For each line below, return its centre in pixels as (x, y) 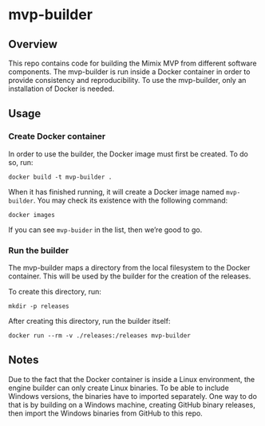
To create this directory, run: (55, 291)
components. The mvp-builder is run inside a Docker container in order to (129, 72)
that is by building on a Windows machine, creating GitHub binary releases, (132, 404)
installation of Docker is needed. (61, 89)
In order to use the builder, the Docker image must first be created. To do (129, 154)
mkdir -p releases (39, 306)
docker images (32, 215)
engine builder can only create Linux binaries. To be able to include (119, 388)
